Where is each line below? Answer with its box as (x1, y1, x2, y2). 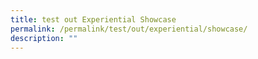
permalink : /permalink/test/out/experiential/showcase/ (10, 24, 248, 34)
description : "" (10, 33, 78, 43)
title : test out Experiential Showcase (10, 14, 177, 25)
